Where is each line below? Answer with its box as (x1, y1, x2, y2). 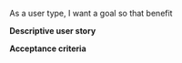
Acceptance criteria (9, 43, 86, 54)
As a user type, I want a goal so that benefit (9, 8, 173, 18)
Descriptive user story (9, 26, 96, 36)
